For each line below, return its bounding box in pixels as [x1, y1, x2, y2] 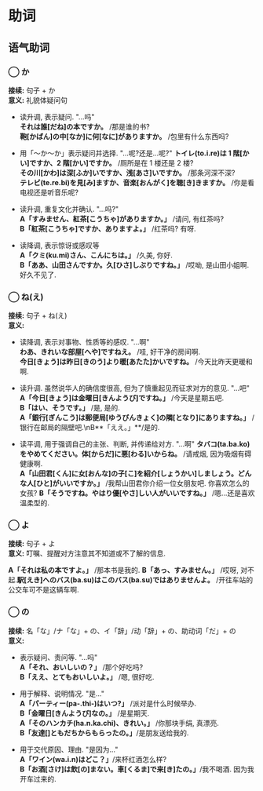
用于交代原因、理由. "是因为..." [19, 745, 119, 754]
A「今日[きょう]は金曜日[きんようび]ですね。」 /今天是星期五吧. [19, 393, 225, 403]
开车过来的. [19, 774, 57, 783]
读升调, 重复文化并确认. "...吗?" [19, 204, 119, 213]
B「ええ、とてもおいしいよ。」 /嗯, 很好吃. [19, 672, 155, 681]
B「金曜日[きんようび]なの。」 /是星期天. [19, 708, 150, 718]
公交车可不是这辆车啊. [8, 585, 80, 595]
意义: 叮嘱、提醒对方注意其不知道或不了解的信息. [8, 549, 166, 558]
